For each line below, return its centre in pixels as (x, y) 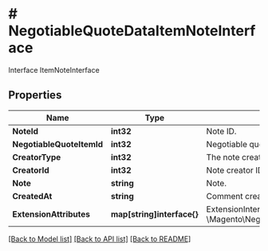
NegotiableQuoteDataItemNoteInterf (132, 31)
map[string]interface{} (155, 214)
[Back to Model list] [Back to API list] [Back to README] (100, 239)
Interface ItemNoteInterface (54, 70)
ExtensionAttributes (51, 214)
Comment (225, 196)
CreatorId (31, 170)
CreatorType (37, 157)
